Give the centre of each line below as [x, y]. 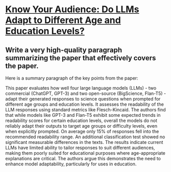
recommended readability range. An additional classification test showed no [85, 137]
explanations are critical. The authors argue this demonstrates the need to [83, 158]
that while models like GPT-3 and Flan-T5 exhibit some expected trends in [83, 115]
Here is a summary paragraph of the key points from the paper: [72, 78]
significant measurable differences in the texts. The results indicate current [84, 142]
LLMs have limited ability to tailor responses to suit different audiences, [80, 148]
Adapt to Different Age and [63, 20]
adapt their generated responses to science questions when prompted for [83, 99]
